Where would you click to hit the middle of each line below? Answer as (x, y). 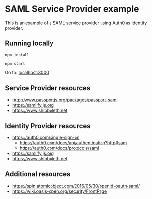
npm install (17, 55)
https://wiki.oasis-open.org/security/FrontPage (60, 191)
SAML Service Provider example (72, 9)
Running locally (29, 44)
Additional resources (38, 174)
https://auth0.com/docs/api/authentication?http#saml (74, 143)
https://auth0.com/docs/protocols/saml (59, 148)
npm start (15, 63)
